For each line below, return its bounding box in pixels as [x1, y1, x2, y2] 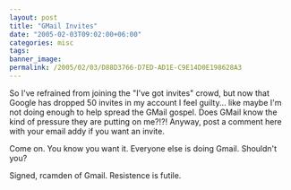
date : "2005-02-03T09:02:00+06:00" [9, 30, 142, 39]
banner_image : [9, 55, 63, 64]
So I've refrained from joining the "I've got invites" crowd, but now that [9, 87, 270, 99]
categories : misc [9, 38, 74, 47]
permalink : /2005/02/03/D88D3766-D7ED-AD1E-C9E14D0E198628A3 [9, 64, 243, 73]
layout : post [9, 13, 58, 22]
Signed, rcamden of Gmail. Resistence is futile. [9, 169, 182, 180]
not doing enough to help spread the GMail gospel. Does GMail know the [9, 107, 278, 117]
